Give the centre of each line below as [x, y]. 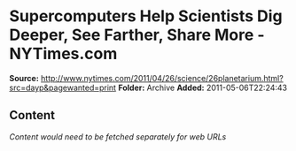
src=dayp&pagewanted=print [63, 87]
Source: [24, 78]
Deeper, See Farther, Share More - [137, 35]
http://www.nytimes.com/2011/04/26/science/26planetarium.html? [162, 78]
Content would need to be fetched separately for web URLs [118, 136]
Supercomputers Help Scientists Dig [146, 16]
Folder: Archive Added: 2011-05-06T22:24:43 [203, 87]
